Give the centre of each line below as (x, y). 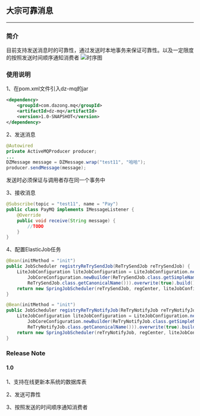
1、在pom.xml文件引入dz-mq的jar (47, 89)
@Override (29, 215)
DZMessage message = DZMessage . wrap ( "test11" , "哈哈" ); (76, 162)
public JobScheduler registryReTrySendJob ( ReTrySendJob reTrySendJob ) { (98, 266)
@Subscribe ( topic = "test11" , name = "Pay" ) (62, 204)
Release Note (26, 353)
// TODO (36, 226)
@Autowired (20, 146)
